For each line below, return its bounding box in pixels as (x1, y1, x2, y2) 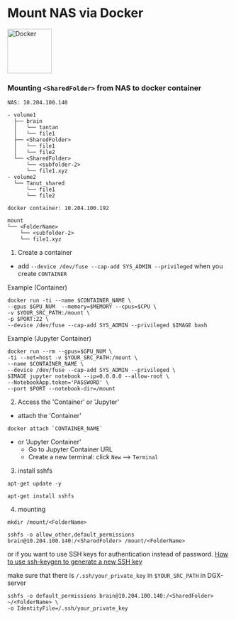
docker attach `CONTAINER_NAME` (7, 425, 103, 432)
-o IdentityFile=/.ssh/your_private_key (7, 605, 129, 612)
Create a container (17, 248, 72, 257)
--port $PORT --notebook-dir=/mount (7, 385, 116, 393)
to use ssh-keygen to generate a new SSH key (7, 557, 143, 566)
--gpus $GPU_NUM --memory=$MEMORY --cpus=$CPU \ (7, 303, 157, 310)
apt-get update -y (7, 481, 62, 488)
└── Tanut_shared (13, 180, 65, 187)
